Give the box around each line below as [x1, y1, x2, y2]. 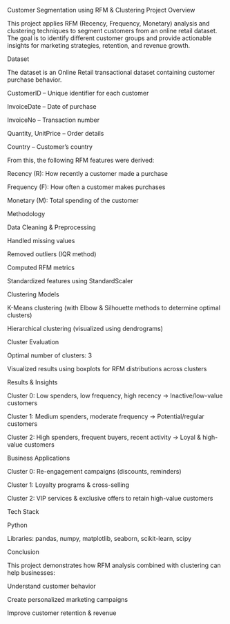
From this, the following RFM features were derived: [7, 156, 155, 164]
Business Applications [7, 454, 70, 462]
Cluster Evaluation [7, 338, 59, 346]
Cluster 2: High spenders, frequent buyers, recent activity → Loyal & [7, 433, 202, 441]
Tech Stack [7, 508, 39, 515]
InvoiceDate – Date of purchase [7, 102, 97, 110]
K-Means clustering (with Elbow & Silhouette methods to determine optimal [7, 304, 221, 312]
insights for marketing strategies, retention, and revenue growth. [7, 42, 191, 49]
